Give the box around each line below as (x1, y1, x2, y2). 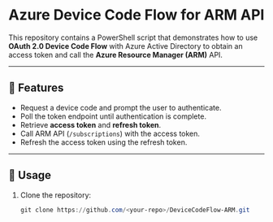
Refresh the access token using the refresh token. (19, 137, 188, 147)
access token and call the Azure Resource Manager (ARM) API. (8, 50, 223, 59)
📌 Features (8, 81, 64, 95)
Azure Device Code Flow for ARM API (8, 6, 265, 24)
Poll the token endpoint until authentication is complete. (19, 111, 207, 121)
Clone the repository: (19, 189, 92, 200)
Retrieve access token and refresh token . (19, 120, 162, 129)
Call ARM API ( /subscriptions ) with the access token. (19, 128, 201, 138)
